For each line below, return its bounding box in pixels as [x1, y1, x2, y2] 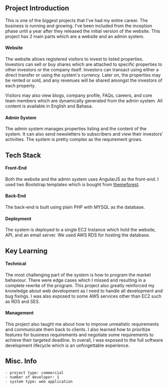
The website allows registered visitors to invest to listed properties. [5, 56, 144, 62]
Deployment [5, 215, 32, 221]
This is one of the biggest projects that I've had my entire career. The [5, 17, 148, 23]
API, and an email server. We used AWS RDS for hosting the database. [5, 232, 150, 238]
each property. [5, 83, 36, 89]
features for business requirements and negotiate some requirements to [5, 332, 154, 338]
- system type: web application [5, 379, 73, 384]
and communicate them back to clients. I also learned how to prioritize [5, 326, 150, 333]
